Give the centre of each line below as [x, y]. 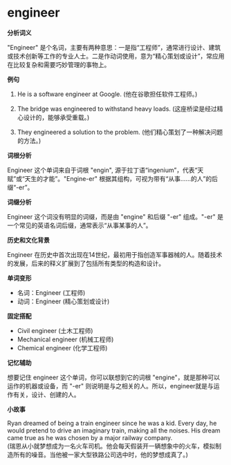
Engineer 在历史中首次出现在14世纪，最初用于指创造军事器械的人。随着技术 [115, 254]
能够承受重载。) [68, 117]
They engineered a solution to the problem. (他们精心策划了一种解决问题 [120, 132]
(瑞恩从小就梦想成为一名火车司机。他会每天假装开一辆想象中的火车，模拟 [111, 446]
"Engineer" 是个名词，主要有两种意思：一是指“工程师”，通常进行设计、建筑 [114, 47]
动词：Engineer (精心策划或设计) [63, 301]
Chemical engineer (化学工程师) [62, 348]
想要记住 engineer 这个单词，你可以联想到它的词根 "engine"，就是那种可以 [113, 377]
